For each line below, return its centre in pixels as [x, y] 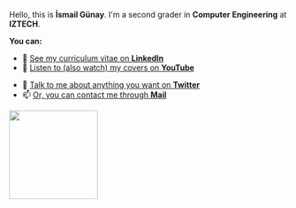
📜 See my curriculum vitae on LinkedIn [93, 58]
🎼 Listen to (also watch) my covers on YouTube [108, 68]
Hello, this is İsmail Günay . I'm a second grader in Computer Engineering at [148, 15]
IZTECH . [25, 24]
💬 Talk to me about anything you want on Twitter [111, 85]
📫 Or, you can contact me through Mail [94, 95]
